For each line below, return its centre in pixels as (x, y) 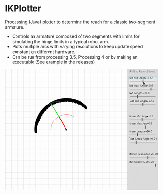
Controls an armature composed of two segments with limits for (76, 36)
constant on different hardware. (44, 52)
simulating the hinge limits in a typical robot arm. (60, 41)
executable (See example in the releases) (53, 62)
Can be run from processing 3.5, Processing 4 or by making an (75, 57)
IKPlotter (23, 8)
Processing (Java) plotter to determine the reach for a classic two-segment (80, 22)
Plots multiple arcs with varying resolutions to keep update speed (77, 46)
